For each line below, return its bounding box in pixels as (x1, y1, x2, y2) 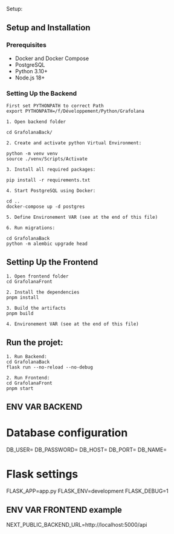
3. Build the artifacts (6, 305, 66, 311)
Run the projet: (6, 338, 63, 348)
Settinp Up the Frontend (6, 257, 98, 267)
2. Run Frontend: (6, 375, 50, 381)
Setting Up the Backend (6, 89, 77, 98)
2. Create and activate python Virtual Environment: (6, 139, 142, 146)
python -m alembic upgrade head (6, 241, 88, 247)
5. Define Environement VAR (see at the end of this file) (6, 214, 158, 220)
